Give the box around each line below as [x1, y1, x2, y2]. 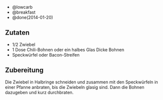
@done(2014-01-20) [12, 15, 54, 20]
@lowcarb [12, 4, 33, 10]
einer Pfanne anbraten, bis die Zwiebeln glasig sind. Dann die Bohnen [5, 84, 145, 90]
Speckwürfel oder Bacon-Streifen [12, 52, 80, 58]
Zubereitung [5, 66, 44, 75]
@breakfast [12, 9, 36, 15]
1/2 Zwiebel [12, 41, 36, 47]
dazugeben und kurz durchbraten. [5, 89, 74, 95]
